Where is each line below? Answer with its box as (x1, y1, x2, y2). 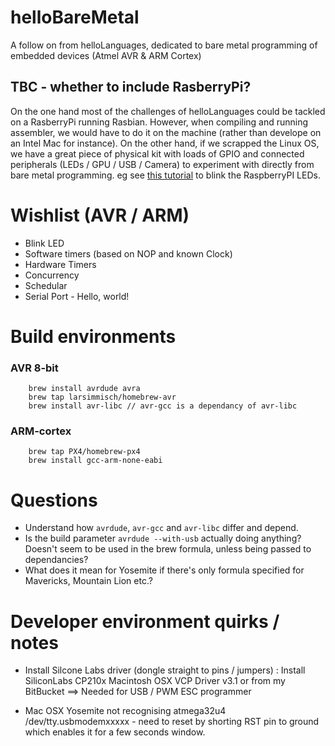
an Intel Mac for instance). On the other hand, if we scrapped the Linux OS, (10, 137, 320, 149)
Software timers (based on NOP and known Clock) (24, 247, 233, 260)
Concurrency (24, 269, 80, 281)
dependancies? (24, 554, 89, 566)
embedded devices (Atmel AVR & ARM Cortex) (10, 49, 202, 61)
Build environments (10, 325, 177, 348)
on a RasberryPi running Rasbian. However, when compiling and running (10, 116, 309, 128)
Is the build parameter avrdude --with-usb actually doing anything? (24, 532, 302, 545)
